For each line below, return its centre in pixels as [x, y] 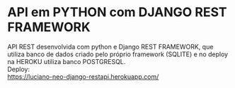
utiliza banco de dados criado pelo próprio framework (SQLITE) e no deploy [118, 54]
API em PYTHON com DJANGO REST [117, 12]
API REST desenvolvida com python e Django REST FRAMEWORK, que [110, 46]
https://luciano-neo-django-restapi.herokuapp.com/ [83, 76]
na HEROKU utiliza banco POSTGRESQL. [67, 61]
